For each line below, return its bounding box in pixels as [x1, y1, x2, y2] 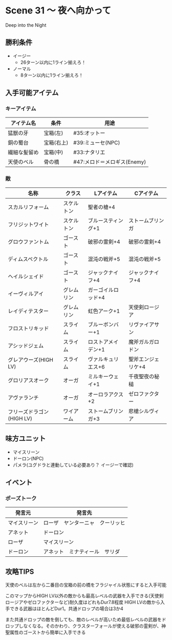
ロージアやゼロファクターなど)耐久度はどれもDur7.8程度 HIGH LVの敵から [5, 599, 160, 606]
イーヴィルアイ [8, 290, 44, 297]
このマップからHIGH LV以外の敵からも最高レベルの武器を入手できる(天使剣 [5, 593, 164, 599]
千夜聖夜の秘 [128, 373, 160, 380]
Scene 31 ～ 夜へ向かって [5, 5, 112, 16]
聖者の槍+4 [88, 203, 115, 210]
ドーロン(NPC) [12, 455, 44, 461]
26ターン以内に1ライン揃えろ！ [20, 59, 86, 65]
